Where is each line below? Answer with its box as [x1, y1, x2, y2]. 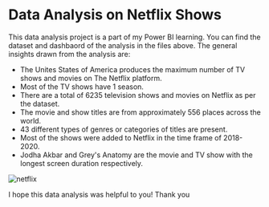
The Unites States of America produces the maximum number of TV [19, 64, 246, 74]
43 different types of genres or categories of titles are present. [19, 124, 228, 134]
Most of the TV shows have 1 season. [19, 82, 145, 91]
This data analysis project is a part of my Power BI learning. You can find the [8, 32, 261, 42]
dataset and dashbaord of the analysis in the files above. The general [8, 40, 238, 50]
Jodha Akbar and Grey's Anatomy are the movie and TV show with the [19, 150, 253, 160]
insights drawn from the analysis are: [8, 49, 131, 59]
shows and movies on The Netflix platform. [19, 73, 162, 83]
